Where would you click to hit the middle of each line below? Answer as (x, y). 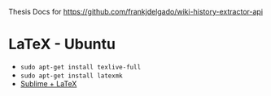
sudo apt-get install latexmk (72, 76)
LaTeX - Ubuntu (62, 44)
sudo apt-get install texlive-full (81, 67)
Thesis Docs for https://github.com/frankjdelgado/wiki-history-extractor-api (135, 12)
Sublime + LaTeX (48, 83)
